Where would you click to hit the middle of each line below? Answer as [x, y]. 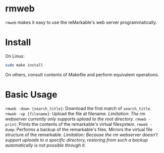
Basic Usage [31, 94]
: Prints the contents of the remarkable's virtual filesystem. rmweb [82, 124]
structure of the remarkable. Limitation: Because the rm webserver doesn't [82, 135]
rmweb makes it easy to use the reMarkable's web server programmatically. [81, 22]
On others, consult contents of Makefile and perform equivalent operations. [82, 74]
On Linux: [15, 56]
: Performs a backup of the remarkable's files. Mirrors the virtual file [83, 129]
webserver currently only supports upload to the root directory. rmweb [76, 119]
